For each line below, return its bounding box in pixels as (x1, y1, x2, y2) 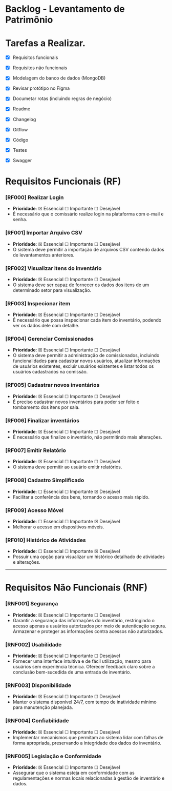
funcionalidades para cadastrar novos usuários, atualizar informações (12, 358, 160, 364)
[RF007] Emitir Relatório (5, 447, 67, 454)
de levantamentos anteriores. (12, 252, 75, 258)
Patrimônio (5, 14, 53, 26)
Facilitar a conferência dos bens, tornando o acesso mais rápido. (12, 493, 150, 500)
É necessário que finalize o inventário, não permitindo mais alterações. (12, 434, 162, 440)
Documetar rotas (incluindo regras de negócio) (12, 95, 112, 102)
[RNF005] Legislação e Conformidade (5, 753, 101, 760)
